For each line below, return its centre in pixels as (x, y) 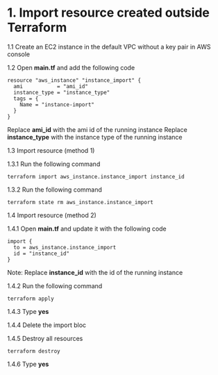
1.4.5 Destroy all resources (45, 338)
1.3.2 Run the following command (55, 190)
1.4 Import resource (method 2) (52, 215)
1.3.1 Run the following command (54, 164)
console (19, 54)
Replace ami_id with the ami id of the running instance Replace (97, 129)
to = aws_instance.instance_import (65, 247)
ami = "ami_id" (51, 86)
